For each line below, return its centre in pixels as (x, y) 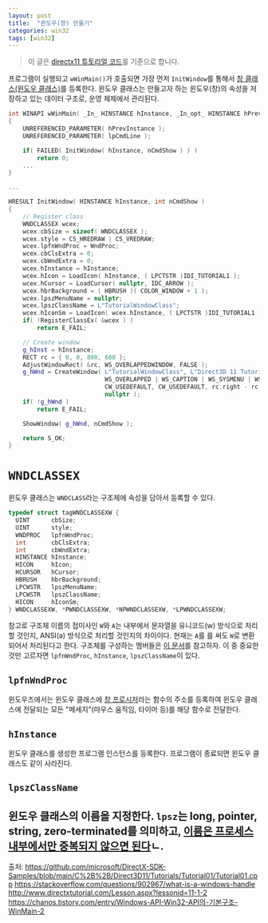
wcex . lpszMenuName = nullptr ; (73, 298)
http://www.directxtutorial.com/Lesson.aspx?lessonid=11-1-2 (108, 893)
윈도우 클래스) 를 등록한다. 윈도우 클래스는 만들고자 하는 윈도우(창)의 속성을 (133, 89)
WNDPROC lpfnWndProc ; (55, 535)
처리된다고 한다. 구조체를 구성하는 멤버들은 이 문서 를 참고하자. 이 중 (133, 646)
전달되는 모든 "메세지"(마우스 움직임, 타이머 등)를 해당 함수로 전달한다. (132, 710)
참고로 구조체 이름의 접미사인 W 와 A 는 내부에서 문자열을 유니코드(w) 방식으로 (126, 626)
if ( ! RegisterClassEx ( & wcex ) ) (78, 320)
